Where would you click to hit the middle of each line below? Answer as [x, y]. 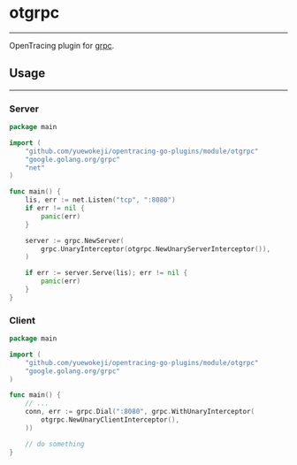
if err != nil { [55, 209]
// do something [55, 444]
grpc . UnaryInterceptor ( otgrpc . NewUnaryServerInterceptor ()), [156, 249]
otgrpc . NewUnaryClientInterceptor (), [110, 420]
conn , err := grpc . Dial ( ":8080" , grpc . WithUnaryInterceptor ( [140, 412]
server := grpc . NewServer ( [75, 240]
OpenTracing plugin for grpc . [62, 45]
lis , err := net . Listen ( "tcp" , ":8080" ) [100, 200]
